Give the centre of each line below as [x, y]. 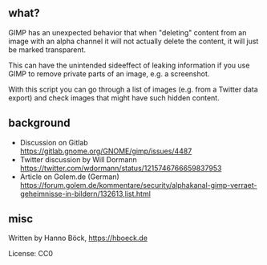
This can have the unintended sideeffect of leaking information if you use [129, 65]
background [39, 123]
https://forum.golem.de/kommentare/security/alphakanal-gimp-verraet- [139, 185]
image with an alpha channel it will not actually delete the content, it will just [133, 41]
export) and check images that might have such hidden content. [114, 98]
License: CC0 [31, 254]
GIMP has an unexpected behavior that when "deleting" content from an [127, 32]
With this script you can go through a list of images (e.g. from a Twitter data [133, 89]
